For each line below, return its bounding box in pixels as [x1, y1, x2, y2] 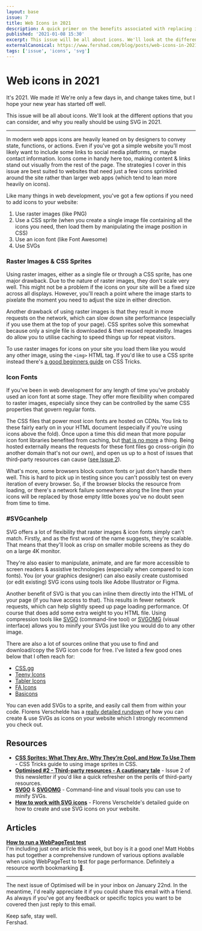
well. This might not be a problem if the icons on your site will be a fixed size [6, 283, 195, 291]
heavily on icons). [6, 180, 50, 187]
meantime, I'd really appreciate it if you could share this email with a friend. [6, 888, 192, 895]
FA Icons [14, 684, 37, 691]
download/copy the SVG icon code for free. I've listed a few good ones [6, 646, 182, 654]
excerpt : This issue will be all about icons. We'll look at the [6, 37, 173, 43]
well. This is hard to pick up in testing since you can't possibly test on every [6, 474, 194, 481]
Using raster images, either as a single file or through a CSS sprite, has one [6, 270, 192, 277]
